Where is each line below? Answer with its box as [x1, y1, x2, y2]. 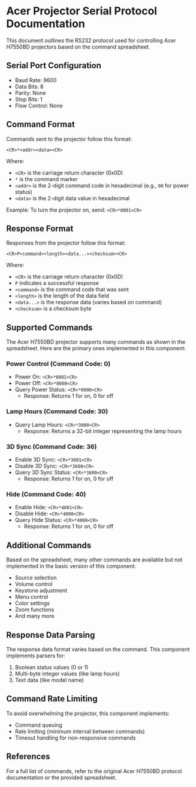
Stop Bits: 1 [14, 95, 43, 103]
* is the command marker [14, 175, 78, 182]
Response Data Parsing [6, 630, 95, 640]
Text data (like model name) [14, 677, 84, 683]
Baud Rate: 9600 [14, 76, 57, 83]
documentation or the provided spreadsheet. [6, 774, 117, 781]
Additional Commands [6, 540, 92, 550]
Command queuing [14, 721, 63, 728]
